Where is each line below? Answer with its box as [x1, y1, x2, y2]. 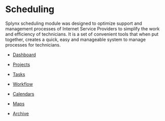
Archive [12, 110, 29, 116]
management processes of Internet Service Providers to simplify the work [5, 25, 160, 31]
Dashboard [12, 52, 37, 58]
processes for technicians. [5, 42, 61, 48]
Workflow [12, 81, 33, 87]
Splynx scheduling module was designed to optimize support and [5, 20, 142, 26]
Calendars [12, 91, 35, 97]
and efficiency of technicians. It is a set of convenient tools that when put [5, 31, 159, 37]
